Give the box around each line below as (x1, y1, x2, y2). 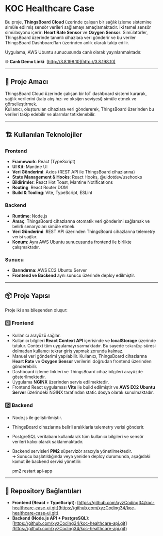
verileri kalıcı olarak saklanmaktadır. (12, 439, 83, 445)
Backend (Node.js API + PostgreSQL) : (12, 515, 90, 521)
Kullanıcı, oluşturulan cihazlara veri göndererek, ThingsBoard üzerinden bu (5, 106, 154, 112)
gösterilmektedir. (12, 374, 46, 380)
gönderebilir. (12, 364, 38, 369)
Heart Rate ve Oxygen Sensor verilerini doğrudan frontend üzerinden (12, 359, 152, 364)
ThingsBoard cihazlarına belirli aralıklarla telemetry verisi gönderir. (12, 424, 145, 430)
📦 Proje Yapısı (5, 292, 50, 300)
